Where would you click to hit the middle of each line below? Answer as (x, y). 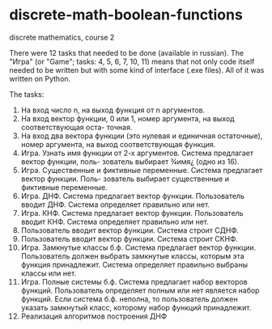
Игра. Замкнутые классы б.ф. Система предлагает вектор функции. (138, 247)
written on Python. (40, 78)
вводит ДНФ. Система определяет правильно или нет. (115, 205)
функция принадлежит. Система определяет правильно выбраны (134, 264)
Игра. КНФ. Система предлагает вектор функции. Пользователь (132, 213)
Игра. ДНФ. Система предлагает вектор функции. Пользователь (133, 196)
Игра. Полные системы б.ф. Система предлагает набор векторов (134, 281)
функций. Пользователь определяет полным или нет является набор (140, 290)
